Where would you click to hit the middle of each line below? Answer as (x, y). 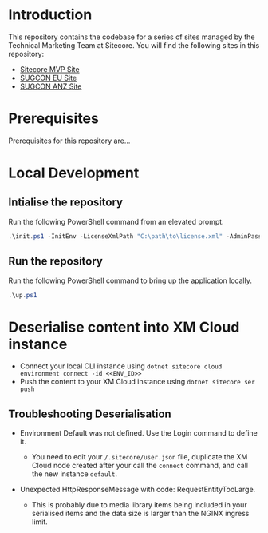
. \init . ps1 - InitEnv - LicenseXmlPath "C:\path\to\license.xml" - (119, 236)
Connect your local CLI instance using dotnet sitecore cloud (121, 366)
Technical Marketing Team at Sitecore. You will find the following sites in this (134, 45)
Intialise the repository (66, 203)
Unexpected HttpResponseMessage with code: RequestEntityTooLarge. (138, 490)
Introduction (50, 15)
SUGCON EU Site (48, 78)
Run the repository (56, 261)
